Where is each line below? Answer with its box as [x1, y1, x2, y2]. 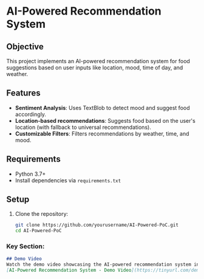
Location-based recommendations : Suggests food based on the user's [15, 117, 195, 124]
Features [6, 88, 41, 98]
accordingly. [15, 111, 47, 118]
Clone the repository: [15, 210, 69, 218]
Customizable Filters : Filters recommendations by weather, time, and [15, 129, 189, 137]
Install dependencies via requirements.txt [15, 176, 121, 184]
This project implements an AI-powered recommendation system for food [6, 58, 190, 64]
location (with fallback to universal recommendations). [15, 123, 152, 131]
